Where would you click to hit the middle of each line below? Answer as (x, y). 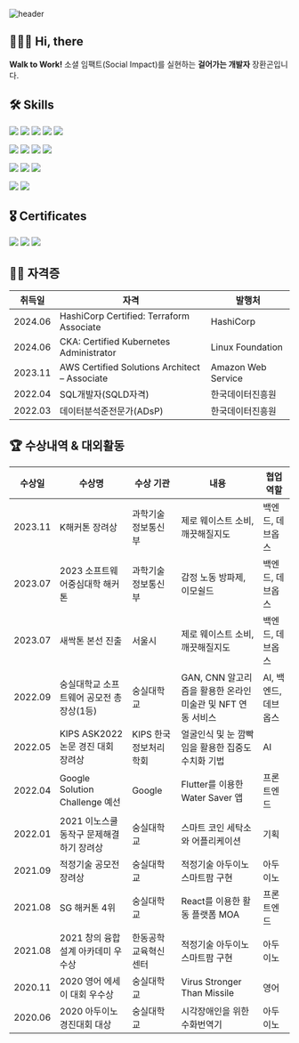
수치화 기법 (203, 761)
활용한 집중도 (226, 748)
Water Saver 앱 (212, 798)
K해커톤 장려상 (88, 528)
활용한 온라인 (226, 691)
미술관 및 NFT (209, 705)
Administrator (88, 353)
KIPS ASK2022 (91, 734)
